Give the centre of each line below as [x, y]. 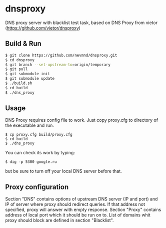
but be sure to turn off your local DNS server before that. [63, 171]
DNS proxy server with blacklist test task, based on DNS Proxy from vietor [81, 23]
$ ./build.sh [19, 83]
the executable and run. [29, 125]
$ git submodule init [28, 74]
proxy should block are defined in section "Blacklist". [59, 220]
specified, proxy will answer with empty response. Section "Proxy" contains [83, 210]
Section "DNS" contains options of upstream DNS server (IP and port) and [81, 199]
